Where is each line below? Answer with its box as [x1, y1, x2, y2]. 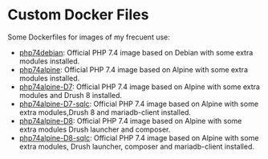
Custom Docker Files [7, 6, 149, 24]
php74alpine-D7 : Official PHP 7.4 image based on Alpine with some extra [18, 82, 260, 92]
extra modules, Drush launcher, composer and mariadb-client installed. [18, 141, 254, 151]
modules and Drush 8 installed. [18, 90, 122, 100]
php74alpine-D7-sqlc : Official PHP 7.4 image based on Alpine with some [18, 99, 258, 108]
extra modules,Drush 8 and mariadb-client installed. [18, 107, 192, 117]
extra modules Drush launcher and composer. [18, 124, 171, 134]
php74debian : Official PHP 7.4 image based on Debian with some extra [18, 47, 254, 57]
